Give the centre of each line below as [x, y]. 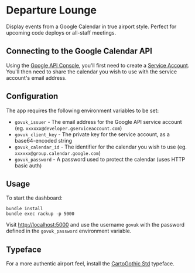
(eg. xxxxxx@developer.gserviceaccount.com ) [68, 128]
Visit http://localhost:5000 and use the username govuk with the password [95, 225]
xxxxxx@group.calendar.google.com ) [57, 153]
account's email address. [36, 77]
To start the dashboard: [34, 198]
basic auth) [28, 166]
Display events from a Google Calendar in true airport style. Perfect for [91, 26]
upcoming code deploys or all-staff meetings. [61, 32]
